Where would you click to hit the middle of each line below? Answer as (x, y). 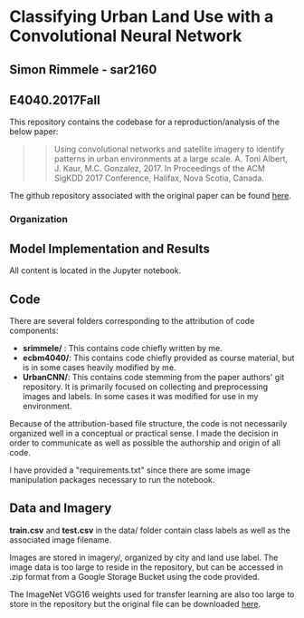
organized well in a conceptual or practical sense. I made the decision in (144, 433)
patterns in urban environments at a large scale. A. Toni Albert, (171, 159)
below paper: (34, 132)
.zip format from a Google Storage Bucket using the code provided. (135, 576)
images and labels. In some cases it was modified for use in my (140, 396)
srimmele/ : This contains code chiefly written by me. (123, 348)
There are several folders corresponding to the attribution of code (132, 320)
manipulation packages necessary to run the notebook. (112, 479)
